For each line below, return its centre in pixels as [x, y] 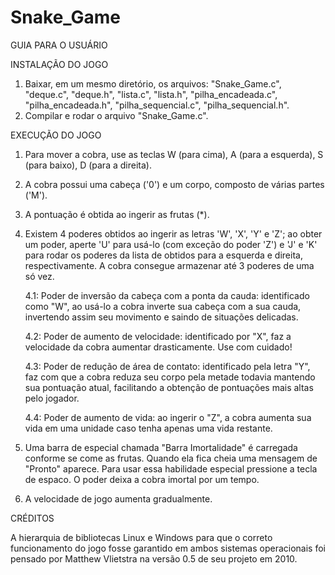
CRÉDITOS [32, 518]
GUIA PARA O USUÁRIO [59, 45]
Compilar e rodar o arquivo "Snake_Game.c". [116, 115]
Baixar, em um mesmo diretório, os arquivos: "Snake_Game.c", [153, 83]
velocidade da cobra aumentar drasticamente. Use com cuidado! [158, 347]
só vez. [39, 276]
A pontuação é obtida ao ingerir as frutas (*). [117, 214]
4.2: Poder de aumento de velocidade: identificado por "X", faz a [158, 336]
